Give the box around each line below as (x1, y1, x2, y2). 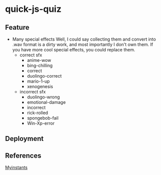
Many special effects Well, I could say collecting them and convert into (12, 36, 157, 42)
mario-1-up (27, 78, 50, 84)
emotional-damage (27, 99, 66, 105)
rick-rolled (27, 110, 48, 116)
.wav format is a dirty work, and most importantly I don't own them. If (12, 42, 154, 47)
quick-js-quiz (5, 3, 62, 15)
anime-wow (27, 57, 51, 63)
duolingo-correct (27, 73, 62, 79)
